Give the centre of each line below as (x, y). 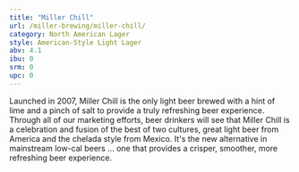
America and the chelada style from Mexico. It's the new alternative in (138, 138)
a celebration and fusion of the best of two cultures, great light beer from (144, 129)
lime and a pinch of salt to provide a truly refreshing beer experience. (137, 110)
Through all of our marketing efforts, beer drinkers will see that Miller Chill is (149, 119)
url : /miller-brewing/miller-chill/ (77, 26)
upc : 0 (21, 76)
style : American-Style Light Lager (76, 42)
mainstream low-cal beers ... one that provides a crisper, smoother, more (144, 148)
